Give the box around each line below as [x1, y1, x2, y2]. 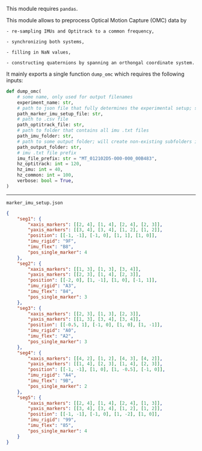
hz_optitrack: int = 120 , [17, 161, 82, 167]
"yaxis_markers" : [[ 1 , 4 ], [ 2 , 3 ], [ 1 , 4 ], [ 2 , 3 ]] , [28, 361, 163, 367]
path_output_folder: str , [17, 144, 82, 150]
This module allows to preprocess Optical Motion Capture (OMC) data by [6, 17, 187, 23]
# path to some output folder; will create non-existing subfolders [17, 138, 192, 145]
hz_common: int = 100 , [17, 172, 74, 178]
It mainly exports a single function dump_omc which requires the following [6, 70, 185, 77]
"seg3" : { [17, 305, 42, 311]
